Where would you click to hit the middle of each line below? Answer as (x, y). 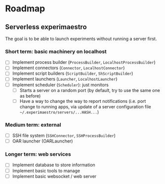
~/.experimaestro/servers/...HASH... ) (59, 112)
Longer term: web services (38, 154)
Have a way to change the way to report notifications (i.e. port (83, 101)
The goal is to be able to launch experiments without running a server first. (81, 39)
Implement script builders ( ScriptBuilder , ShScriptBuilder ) (73, 73)
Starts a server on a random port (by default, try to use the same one (90, 90)
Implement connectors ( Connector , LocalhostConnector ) (68, 68)
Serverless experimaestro (46, 27)
